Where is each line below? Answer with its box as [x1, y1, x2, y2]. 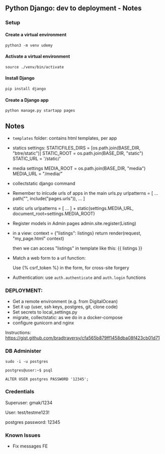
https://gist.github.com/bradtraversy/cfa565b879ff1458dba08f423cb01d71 [5, 335, 160, 341]
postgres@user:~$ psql [5, 367, 53, 373]
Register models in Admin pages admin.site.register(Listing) [12, 220, 137, 226]
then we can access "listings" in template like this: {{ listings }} [12, 245, 142, 251]
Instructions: [5, 330, 31, 336]
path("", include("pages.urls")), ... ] [12, 195, 86, 201]
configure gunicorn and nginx [12, 320, 74, 326]
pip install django [5, 86, 46, 91]
